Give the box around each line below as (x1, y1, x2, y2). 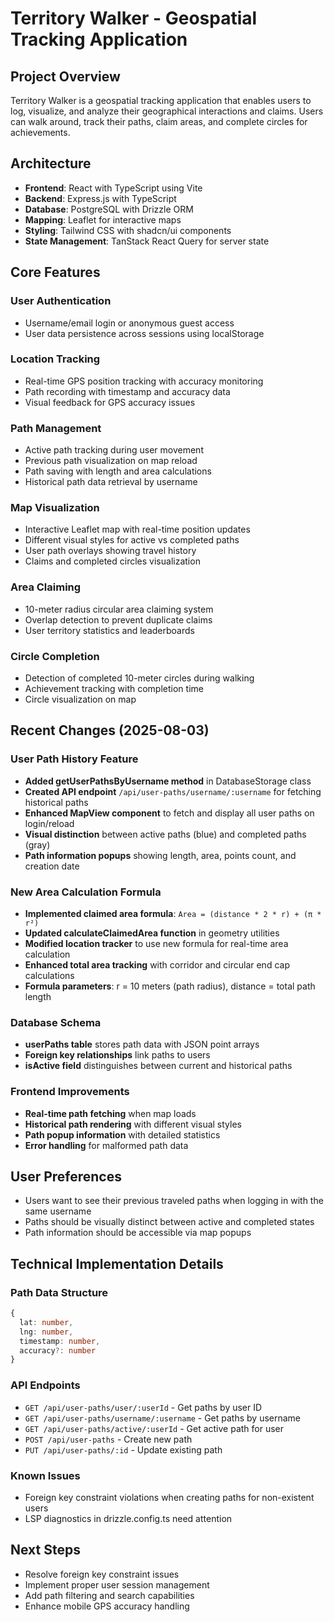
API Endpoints (10, 1378, 81, 1392)
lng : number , (19, 1327, 74, 1337)
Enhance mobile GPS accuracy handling (24, 1600, 190, 1612)
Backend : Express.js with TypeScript (24, 192, 177, 204)
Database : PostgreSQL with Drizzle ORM (24, 203, 194, 215)
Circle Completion (10, 649, 100, 663)
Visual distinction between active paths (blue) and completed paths (24, 828, 307, 840)
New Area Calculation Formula (10, 885, 162, 899)
